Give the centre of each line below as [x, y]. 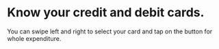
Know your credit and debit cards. [106, 13]
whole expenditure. [34, 38]
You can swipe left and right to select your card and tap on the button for [110, 31]
